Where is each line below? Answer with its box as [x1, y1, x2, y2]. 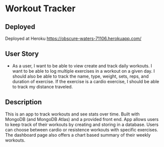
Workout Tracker [5, 3, 76, 14]
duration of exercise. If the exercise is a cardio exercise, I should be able [12, 78, 159, 84]
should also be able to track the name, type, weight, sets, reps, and [12, 73, 149, 79]
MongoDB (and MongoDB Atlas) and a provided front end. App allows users [5, 116, 159, 122]
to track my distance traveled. [12, 84, 73, 89]
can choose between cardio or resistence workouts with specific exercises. [5, 126, 159, 133]
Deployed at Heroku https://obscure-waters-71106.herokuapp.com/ [5, 35, 142, 41]
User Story [5, 50, 39, 58]
